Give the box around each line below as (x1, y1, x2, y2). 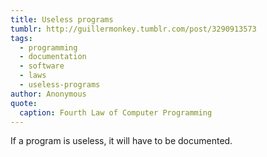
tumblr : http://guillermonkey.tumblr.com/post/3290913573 (10, 24, 257, 34)
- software (19, 61, 65, 71)
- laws (19, 71, 47, 81)
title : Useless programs (10, 14, 114, 25)
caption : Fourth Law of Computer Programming (19, 107, 213, 118)
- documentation (19, 52, 87, 62)
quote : (10, 98, 38, 108)
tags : (10, 33, 33, 43)
